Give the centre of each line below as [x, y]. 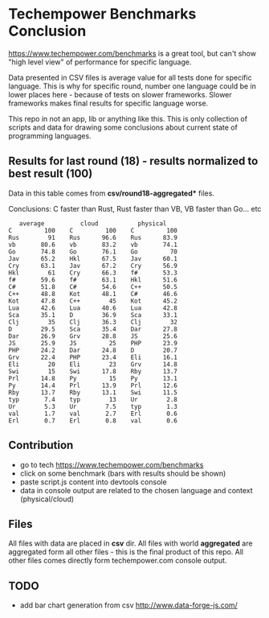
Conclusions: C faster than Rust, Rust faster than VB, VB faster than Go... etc [135, 208]
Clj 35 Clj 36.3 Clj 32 [93, 322]
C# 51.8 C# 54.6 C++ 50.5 [93, 286]
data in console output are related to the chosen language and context [136, 490]
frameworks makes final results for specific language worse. [108, 103]
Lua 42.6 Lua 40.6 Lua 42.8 [93, 308]
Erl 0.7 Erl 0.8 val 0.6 [93, 420]
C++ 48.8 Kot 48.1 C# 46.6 [93, 294]
